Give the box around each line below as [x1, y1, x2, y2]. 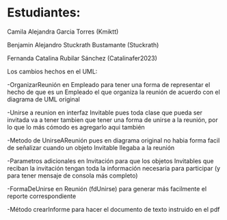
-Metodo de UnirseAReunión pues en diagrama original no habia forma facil [7, 136, 220, 145]
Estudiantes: [7, 5, 81, 21]
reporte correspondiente [7, 192, 77, 200]
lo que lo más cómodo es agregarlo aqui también [7, 123, 145, 131]
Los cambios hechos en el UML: [7, 67, 98, 75]
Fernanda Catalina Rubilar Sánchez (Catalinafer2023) [7, 53, 157, 62]
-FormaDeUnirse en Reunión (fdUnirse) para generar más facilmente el [7, 184, 207, 193]
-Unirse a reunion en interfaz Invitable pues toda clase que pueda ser [7, 108, 203, 117]
